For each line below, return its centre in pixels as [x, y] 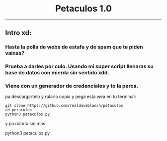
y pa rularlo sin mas [25, 124]
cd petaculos [19, 110]
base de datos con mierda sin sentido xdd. [57, 73]
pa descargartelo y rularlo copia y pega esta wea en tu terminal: [71, 96]
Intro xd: [18, 33]
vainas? [15, 53]
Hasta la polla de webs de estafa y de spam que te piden [74, 47]
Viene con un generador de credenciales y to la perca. [72, 86]
